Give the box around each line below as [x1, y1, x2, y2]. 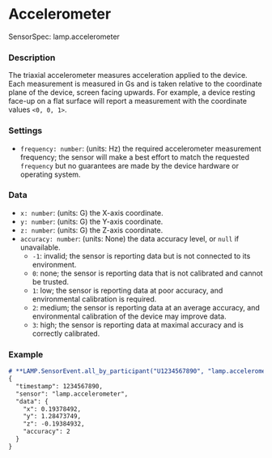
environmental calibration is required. [32, 293, 157, 304]
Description [8, 52, 56, 63]
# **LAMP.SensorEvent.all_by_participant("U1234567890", [8, 367, 205, 375]
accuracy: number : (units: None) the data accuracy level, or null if [19, 233, 240, 243]
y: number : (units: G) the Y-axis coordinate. [19, 216, 164, 226]
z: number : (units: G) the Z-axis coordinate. [19, 225, 164, 235]
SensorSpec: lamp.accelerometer [8, 32, 120, 41]
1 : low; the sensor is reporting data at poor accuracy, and [32, 285, 223, 295]
